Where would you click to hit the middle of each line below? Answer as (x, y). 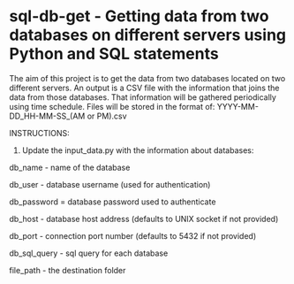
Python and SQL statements (114, 54)
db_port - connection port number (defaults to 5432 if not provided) (133, 235)
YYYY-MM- (237, 106)
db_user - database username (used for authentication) (110, 184)
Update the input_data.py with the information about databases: (138, 150)
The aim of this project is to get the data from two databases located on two (147, 78)
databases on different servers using (148, 35)
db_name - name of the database (70, 167)
